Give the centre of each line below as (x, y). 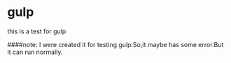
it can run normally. (35, 52)
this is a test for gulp (37, 31)
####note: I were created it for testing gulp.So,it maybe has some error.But (115, 44)
